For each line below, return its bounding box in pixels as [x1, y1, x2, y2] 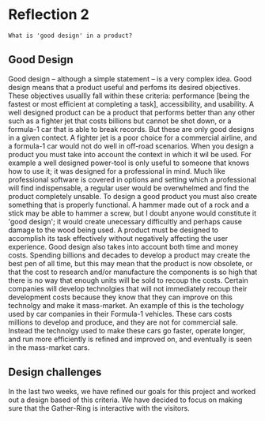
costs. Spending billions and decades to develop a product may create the [8, 250, 251, 260]
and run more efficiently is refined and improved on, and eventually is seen [8, 334, 252, 344]
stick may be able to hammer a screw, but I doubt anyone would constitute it [8, 208, 257, 218]
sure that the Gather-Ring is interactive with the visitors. [8, 403, 190, 412]
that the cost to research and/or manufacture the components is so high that [8, 267, 258, 276]
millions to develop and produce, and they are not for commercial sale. [8, 318, 239, 327]
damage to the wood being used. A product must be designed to [8, 225, 219, 235]
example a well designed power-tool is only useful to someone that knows [8, 158, 250, 167]
